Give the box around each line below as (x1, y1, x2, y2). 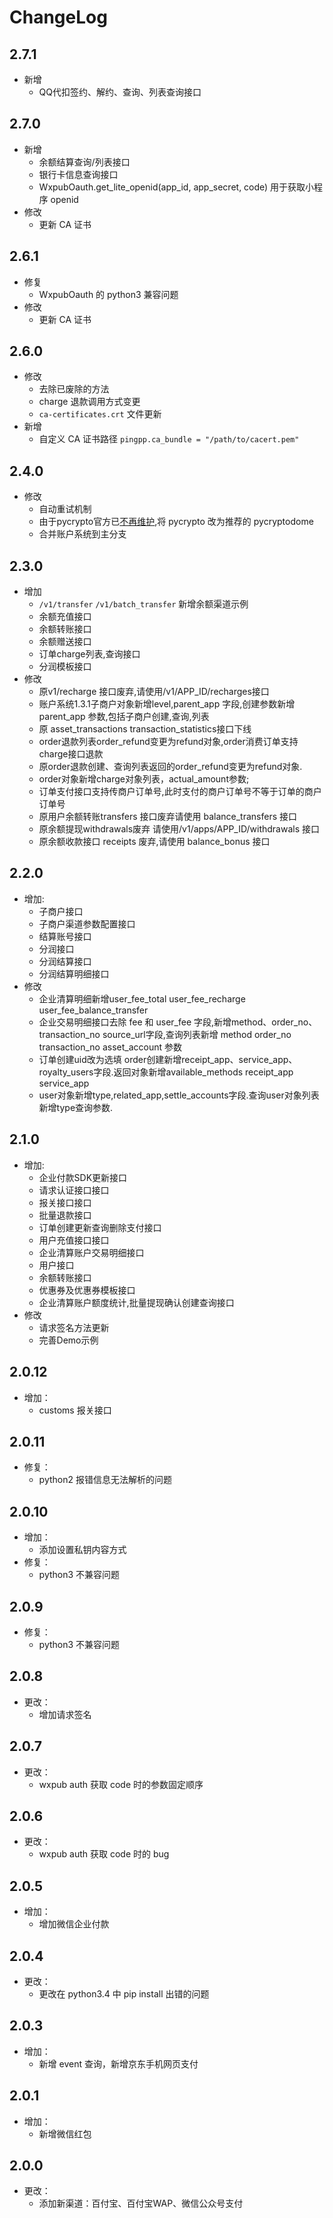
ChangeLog (9, 6, 108, 29)
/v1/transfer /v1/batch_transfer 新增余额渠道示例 (38, 598, 249, 610)
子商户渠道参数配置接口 (38, 917, 136, 930)
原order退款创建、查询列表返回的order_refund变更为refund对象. (38, 761, 303, 773)
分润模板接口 (38, 661, 92, 673)
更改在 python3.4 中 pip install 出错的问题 (38, 1988, 210, 2000)
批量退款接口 (38, 1209, 92, 1221)
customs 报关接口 (38, 1404, 112, 1416)
